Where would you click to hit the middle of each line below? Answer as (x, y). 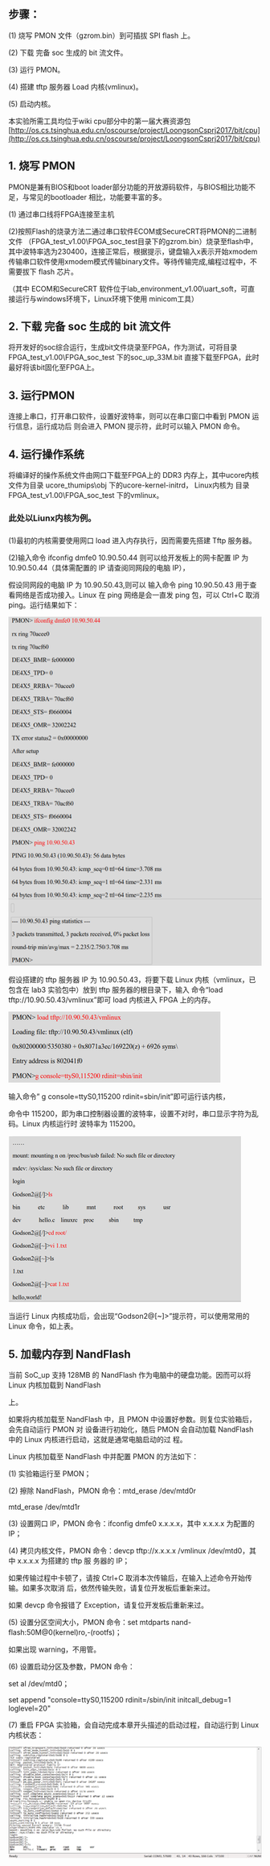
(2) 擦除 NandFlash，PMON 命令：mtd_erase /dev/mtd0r (102, 1491)
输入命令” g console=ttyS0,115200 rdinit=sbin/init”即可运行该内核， (119, 1097)
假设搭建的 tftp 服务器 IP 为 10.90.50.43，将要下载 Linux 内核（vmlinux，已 (132, 980)
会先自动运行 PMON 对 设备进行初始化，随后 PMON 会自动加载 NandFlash (131, 1429)
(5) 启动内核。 (32, 104)
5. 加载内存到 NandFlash (70, 1354)
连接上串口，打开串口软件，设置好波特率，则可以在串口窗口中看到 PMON (129, 417)
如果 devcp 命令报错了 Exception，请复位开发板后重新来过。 (108, 1605)
